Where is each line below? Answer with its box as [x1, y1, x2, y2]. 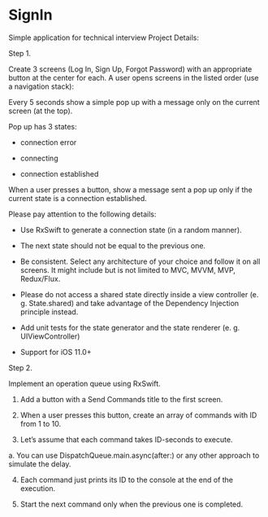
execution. [19, 483, 56, 493]
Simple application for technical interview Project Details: [8, 33, 200, 42]
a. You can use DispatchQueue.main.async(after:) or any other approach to [8, 450, 260, 460]
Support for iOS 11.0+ [19, 347, 92, 357]
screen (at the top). [8, 106, 73, 116]
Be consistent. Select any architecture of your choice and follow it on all [19, 256, 261, 266]
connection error [19, 137, 77, 147]
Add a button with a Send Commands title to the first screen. [19, 394, 223, 404]
